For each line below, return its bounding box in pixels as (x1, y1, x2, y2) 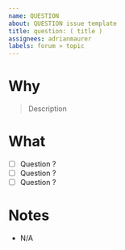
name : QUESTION (8, 11, 60, 20)
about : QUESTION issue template (8, 19, 117, 28)
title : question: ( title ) (8, 27, 103, 35)
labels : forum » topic (8, 42, 85, 50)
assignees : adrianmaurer (8, 34, 92, 43)
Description (27, 104, 67, 114)
